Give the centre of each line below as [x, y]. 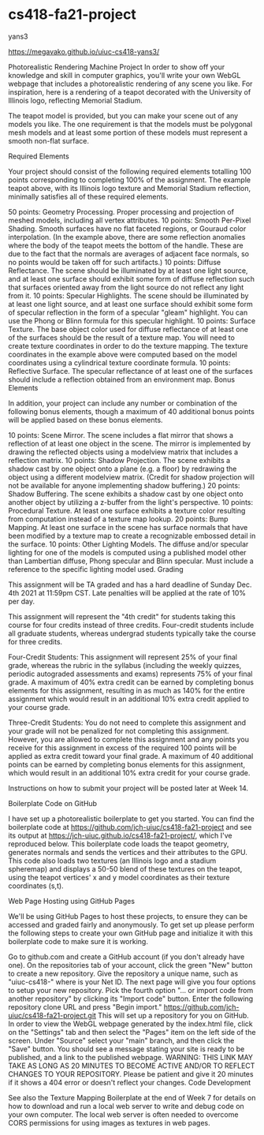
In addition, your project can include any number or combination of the [123, 403]
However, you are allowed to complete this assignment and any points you [129, 739]
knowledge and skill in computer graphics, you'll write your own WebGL [125, 75]
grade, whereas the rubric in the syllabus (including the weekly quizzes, [125, 665]
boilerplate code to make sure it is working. [78, 941]
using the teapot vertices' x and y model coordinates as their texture [119, 877]
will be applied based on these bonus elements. [86, 420]
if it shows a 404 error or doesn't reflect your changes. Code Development [130, 1082]
